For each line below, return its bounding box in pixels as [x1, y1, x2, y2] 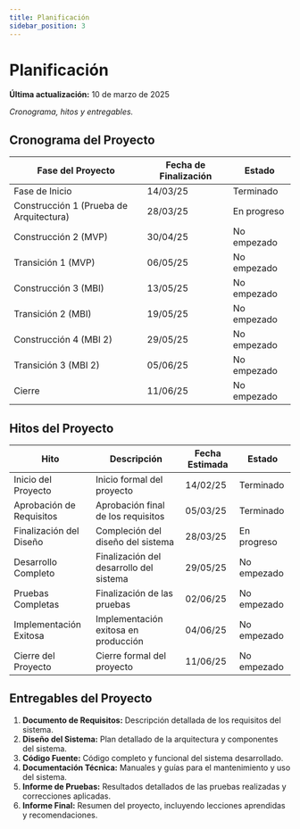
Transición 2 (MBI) [13, 308, 92, 320]
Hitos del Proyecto [9, 420, 114, 435]
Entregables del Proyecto [9, 691, 153, 706]
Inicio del [13, 474, 52, 486]
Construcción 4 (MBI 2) [13, 334, 113, 346]
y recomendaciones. [21, 809, 98, 820]
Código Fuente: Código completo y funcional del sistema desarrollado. [21, 752, 284, 763]
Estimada [187, 459, 229, 471]
